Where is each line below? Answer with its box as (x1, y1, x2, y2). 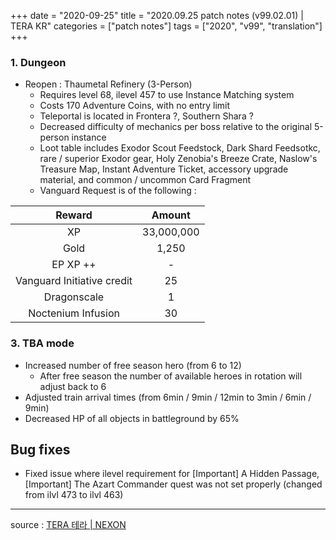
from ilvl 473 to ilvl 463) (24, 489, 124, 501)
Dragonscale (43, 290, 105, 304)
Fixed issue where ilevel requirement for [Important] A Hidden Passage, (24, 468, 320, 480)
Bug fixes (10, 441, 71, 458)
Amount (151, 208, 191, 222)
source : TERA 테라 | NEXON (10, 519, 127, 531)
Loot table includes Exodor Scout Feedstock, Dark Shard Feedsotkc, (39, 142, 321, 154)
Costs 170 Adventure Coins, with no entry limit (39, 100, 231, 112)
